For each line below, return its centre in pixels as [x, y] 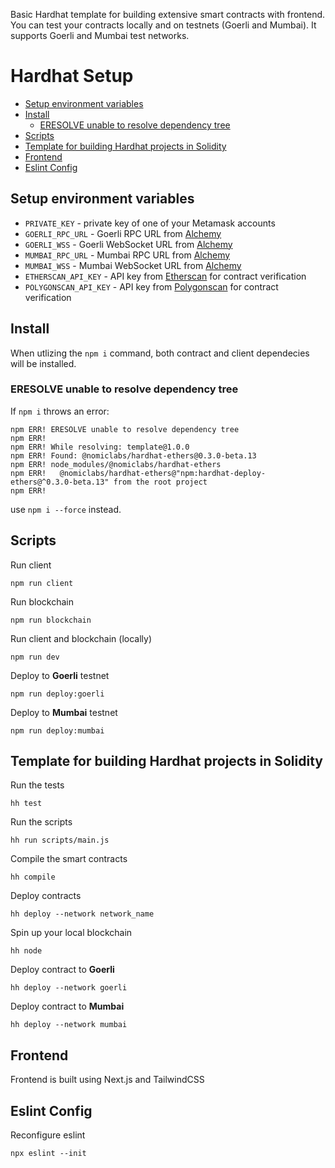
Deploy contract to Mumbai [67, 1006]
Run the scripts [41, 822]
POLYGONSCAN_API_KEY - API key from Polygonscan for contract [151, 286]
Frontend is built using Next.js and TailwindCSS [107, 1080]
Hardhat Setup [72, 76]
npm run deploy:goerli [57, 694]
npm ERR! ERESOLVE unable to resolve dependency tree [125, 429]
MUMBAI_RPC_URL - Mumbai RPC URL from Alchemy [127, 255]
